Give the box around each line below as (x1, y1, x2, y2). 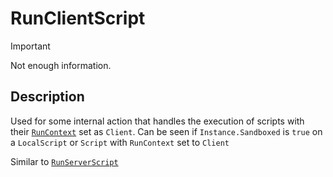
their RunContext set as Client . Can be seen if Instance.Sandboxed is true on (10, 125, 323, 137)
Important (10, 40, 51, 52)
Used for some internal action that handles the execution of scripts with (10, 115, 305, 127)
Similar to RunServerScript (10, 155, 119, 167)
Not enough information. (10, 59, 112, 71)
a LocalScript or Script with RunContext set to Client (10, 136, 230, 148)
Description (10, 88, 85, 106)
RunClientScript (10, 7, 146, 30)
